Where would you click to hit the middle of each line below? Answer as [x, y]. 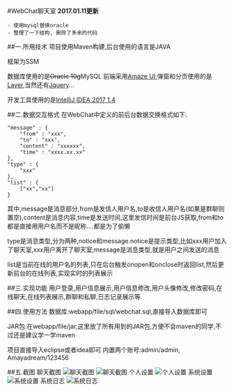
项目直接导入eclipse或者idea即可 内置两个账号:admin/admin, [94, 350]
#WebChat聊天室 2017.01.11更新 [53, 11]
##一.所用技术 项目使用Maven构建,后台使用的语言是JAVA [89, 47]
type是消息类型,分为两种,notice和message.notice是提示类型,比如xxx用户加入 [117, 241]
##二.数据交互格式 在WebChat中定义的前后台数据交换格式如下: [97, 115]
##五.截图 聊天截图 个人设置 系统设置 [110, 372]
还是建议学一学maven [44, 335]
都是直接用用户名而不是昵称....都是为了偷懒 [69, 226]
